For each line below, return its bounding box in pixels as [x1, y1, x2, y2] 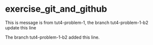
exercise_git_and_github [5, 3, 107, 15]
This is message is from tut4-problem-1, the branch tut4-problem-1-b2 [5, 20, 149, 25]
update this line [5, 24, 36, 30]
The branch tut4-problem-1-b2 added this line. [5, 34, 100, 40]
